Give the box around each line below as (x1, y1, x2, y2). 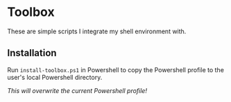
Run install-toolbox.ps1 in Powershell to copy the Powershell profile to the (7, 65, 224, 74)
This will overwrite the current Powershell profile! (7, 86, 148, 94)
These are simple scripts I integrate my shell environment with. (7, 27, 187, 35)
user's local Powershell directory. (7, 73, 103, 81)
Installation (7, 47, 57, 59)
